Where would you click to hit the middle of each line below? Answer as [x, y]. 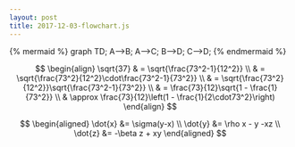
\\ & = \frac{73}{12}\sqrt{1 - [198, 87]
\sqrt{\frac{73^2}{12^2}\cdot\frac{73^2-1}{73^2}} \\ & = [118, 78]
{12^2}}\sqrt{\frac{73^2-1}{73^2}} [84, 87]
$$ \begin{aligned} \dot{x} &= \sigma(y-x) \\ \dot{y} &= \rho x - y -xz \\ [150, 123]
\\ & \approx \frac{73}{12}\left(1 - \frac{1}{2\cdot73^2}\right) [165, 97]
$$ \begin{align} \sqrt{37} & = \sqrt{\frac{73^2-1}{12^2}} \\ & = [150, 69]
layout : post [34, 17]
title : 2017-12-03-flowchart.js [69, 26]
